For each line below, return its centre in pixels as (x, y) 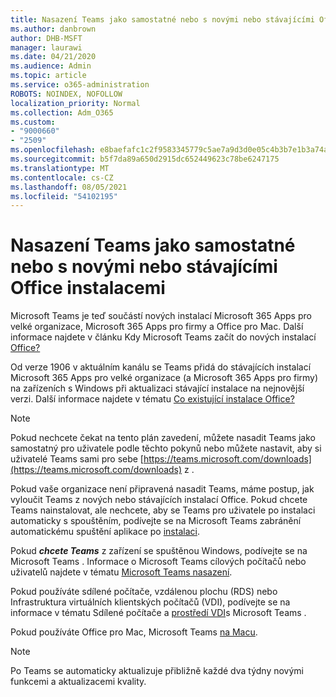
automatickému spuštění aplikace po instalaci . (105, 532)
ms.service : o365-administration (80, 85)
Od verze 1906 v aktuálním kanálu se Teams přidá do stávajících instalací (161, 367)
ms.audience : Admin (51, 66)
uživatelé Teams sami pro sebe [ (77, 459)
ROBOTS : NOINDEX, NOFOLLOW (66, 94)
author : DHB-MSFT (46, 38)
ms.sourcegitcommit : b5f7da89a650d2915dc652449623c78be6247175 (145, 159)
